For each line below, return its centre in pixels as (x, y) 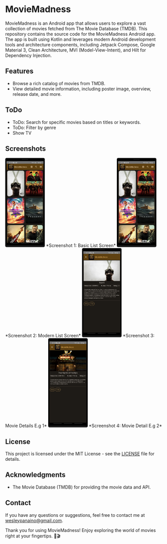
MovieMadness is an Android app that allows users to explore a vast (76, 23)
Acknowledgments (36, 475)
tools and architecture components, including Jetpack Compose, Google (80, 44)
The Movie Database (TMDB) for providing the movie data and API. (81, 487)
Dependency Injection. (29, 55)
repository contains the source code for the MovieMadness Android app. (80, 34)
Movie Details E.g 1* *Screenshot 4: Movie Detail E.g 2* (83, 426)
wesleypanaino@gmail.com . (34, 520)
